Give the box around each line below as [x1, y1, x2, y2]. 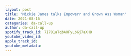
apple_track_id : [5, 39, 38, 44]
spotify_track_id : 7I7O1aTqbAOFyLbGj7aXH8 [5, 30, 92, 35]
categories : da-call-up [5, 20, 53, 26]
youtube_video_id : [5, 35, 42, 39]
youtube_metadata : [5, 43, 42, 48]
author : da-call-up [5, 25, 45, 30]
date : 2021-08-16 [5, 16, 40, 21]
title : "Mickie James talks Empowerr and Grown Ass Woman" [5, 12, 127, 17]
